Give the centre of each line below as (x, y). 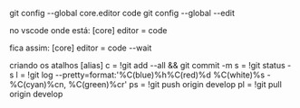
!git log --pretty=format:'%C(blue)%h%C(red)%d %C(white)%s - (149, 75)
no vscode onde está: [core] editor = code (88, 30)
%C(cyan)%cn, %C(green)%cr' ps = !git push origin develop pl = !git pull (146, 84)
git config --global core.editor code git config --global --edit (122, 13)
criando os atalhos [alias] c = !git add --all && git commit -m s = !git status (147, 65)
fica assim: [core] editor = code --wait (81, 48)
